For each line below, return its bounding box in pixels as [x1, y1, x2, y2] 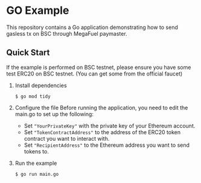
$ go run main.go [14, 171, 59, 177]
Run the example [14, 159, 57, 167]
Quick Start [6, 48, 50, 58]
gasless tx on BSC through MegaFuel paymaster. [6, 30, 128, 37]
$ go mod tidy [14, 93, 51, 100]
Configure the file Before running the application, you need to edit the [14, 104, 188, 111]
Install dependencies [14, 82, 68, 89]
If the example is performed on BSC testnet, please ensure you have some [6, 63, 191, 71]
